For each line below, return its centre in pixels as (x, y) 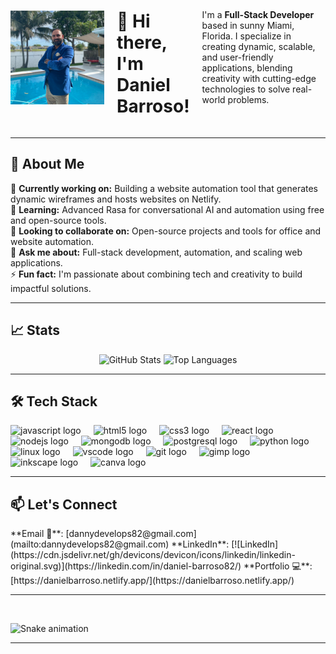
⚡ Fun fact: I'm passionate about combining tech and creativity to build (156, 274)
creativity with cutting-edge (259, 79)
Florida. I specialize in (246, 36)
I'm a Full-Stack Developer (258, 15)
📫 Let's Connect (64, 504)
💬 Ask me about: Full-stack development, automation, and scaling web (156, 252)
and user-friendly (237, 57)
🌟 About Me (47, 164)
